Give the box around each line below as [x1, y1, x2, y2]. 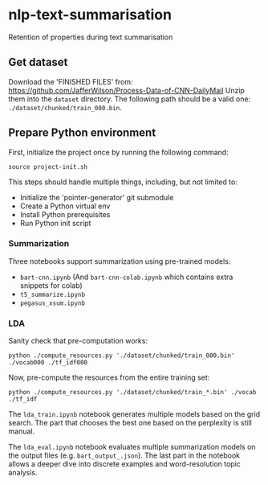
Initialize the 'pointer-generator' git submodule [19, 192, 174, 202]
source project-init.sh [8, 162, 88, 171]
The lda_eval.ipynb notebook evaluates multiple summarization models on [8, 442, 256, 452]
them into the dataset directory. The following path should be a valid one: [8, 94, 251, 104]
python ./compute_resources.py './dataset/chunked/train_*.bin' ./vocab [8, 388, 257, 397]
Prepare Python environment [8, 126, 156, 140]
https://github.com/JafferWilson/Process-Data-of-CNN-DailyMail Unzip [8, 85, 245, 95]
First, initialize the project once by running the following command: [8, 147, 229, 157]
